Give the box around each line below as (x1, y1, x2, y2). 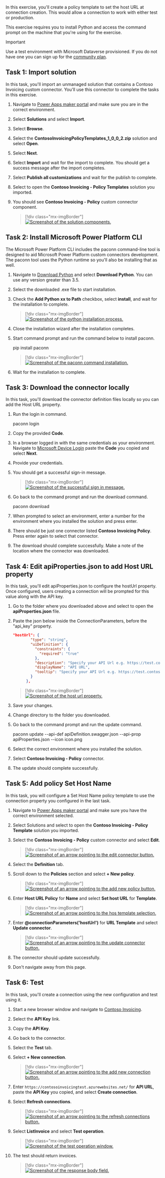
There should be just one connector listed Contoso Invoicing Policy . (12, 528, 152, 534)
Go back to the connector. (12, 1035, 66, 1041)
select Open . (12, 140, 39, 146)
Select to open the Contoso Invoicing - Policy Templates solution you (12, 184, 155, 190)
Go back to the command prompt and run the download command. (12, 494, 148, 500)
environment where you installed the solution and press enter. (12, 518, 138, 524)
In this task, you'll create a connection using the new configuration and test (5, 991, 158, 997)
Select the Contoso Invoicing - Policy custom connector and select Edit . (12, 837, 160, 843)
